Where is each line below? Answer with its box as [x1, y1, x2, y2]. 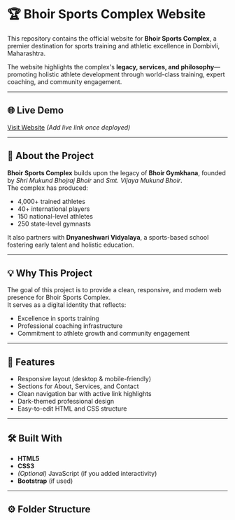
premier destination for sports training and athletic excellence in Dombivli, [7, 41, 220, 50]
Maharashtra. [7, 49, 46, 57]
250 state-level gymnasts [17, 219, 91, 228]
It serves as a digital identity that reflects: [7, 301, 127, 309]
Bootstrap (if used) [17, 477, 73, 485]
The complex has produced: [7, 184, 89, 192]
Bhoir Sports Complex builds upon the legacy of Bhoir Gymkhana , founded [7, 168, 226, 177]
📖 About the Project [7, 150, 94, 162]
